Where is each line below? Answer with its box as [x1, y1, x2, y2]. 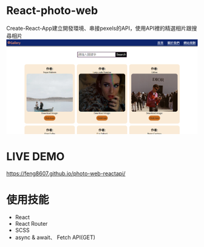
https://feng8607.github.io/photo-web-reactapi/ [6, 170, 126, 177]
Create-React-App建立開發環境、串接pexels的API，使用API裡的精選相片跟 [6, 24, 192, 32]
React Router [15, 220, 48, 227]
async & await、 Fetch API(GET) [15, 234, 96, 241]
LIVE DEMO [6, 150, 65, 163]
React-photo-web [6, 4, 98, 18]
